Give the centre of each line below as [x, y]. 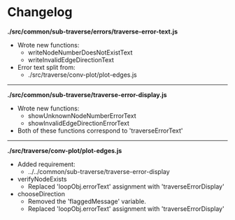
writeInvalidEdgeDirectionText [71, 59]
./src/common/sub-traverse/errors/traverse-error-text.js [93, 31]
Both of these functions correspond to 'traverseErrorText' [100, 131]
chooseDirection [41, 193]
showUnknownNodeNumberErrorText [82, 115]
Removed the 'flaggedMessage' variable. [87, 201]
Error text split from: [46, 67]
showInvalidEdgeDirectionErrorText [78, 123]
